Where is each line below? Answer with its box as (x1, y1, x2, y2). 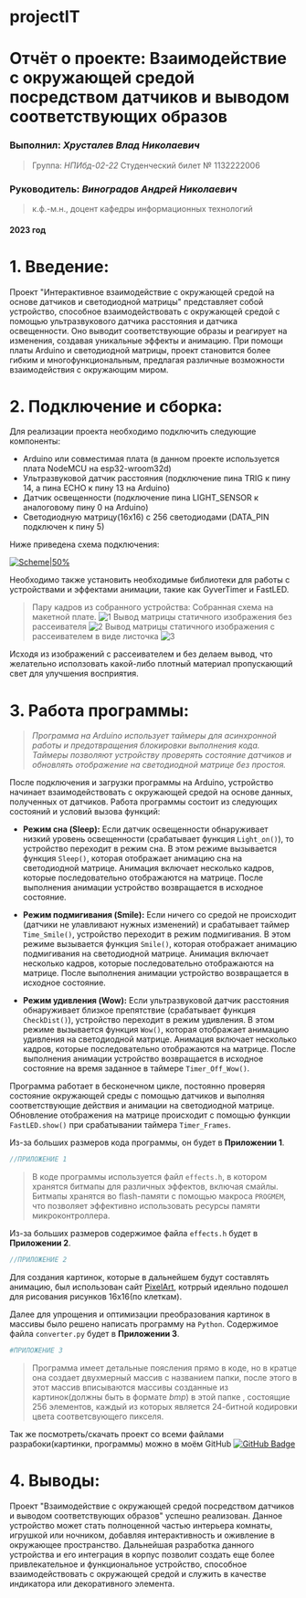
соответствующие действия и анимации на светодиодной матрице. (9, 1100, 275, 1111)
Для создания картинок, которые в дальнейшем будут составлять (9, 1272, 269, 1283)
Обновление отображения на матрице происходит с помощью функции (9, 1109, 290, 1120)
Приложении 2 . (9, 1237, 71, 1248)
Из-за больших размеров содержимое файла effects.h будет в (9, 1228, 259, 1239)
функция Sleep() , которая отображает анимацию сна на (22, 853, 243, 864)
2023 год (9, 224, 47, 235)
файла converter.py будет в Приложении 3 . (9, 1329, 180, 1340)
